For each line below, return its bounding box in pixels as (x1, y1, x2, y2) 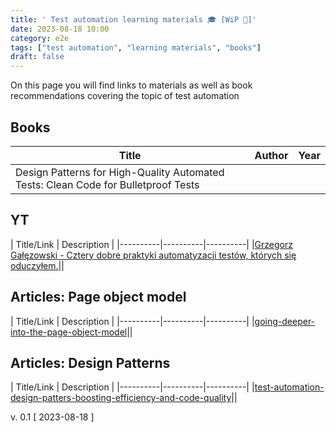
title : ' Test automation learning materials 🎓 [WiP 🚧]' (10, 14, 257, 25)
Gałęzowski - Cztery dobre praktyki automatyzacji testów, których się (10, 249, 297, 261)
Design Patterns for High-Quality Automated (15, 165, 225, 179)
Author (254, 148, 289, 162)
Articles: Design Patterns (10, 354, 171, 371)
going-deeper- (254, 315, 316, 327)
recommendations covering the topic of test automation (10, 90, 240, 102)
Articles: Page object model (10, 289, 187, 306)
